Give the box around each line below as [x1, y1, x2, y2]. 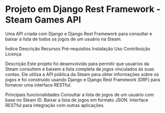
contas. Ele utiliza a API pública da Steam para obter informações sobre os [5, 71, 159, 77]
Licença [5, 51, 21, 57]
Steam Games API [5, 14, 81, 25]
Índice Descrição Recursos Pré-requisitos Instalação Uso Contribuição [5, 45, 151, 51]
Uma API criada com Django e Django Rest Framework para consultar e [5, 30, 152, 36]
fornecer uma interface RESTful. [5, 81, 71, 88]
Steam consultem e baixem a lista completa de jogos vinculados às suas [5, 66, 154, 72]
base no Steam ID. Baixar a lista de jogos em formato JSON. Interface [5, 96, 148, 103]
